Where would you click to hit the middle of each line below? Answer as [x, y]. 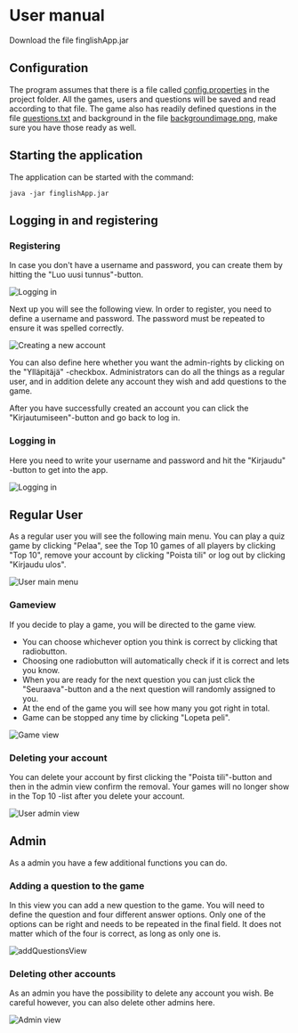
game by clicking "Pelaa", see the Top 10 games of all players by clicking [142, 546]
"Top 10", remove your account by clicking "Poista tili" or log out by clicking [148, 555]
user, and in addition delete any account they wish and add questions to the [148, 382]
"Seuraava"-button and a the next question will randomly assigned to [149, 689]
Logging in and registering [84, 220]
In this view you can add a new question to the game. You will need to [137, 906]
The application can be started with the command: [101, 177]
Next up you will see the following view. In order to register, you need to [141, 309]
